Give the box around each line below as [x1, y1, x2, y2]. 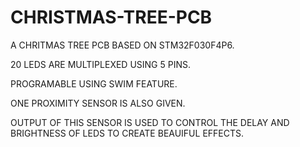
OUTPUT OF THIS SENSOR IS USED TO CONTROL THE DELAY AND [10, 116, 290, 128]
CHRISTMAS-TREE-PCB [10, 6, 213, 29]
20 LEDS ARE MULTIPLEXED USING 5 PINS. [10, 58, 191, 70]
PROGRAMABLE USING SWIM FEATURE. [10, 77, 178, 90]
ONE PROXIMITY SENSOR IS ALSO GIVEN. [10, 97, 186, 109]
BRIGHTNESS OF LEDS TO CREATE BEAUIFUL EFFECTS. [10, 127, 245, 139]
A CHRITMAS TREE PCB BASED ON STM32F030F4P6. [10, 39, 235, 51]
